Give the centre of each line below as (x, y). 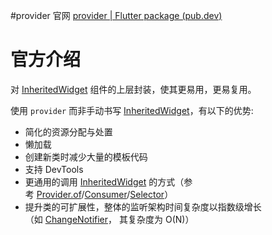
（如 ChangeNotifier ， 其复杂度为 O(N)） (109, 219)
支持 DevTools (54, 169)
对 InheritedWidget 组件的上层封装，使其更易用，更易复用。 (133, 89)
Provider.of (59, 194)
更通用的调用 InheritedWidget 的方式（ (104, 181)
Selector (147, 194)
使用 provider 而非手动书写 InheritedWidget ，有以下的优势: (132, 110)
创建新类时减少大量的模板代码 (86, 156)
